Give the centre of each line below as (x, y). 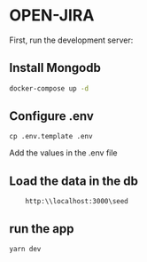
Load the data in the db (74, 181)
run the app (42, 229)
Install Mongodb (55, 68)
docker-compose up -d (49, 88)
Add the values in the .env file (63, 153)
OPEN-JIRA (52, 16)
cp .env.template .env (51, 137)
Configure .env (52, 116)
